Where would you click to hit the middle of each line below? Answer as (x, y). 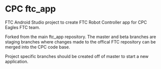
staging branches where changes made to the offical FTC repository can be (80, 41)
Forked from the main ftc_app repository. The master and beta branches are (80, 37)
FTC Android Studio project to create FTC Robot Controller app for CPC (76, 22)
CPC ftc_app (30, 9)
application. (17, 61)
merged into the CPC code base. (37, 47)
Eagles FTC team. (22, 27)
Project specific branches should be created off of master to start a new (77, 56)
